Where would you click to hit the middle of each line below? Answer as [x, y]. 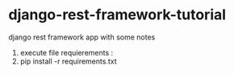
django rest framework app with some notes [82, 37]
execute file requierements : [67, 52]
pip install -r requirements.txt [68, 61]
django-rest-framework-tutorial [117, 15]
